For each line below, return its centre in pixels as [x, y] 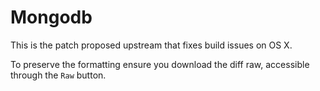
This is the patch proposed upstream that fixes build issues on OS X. [151, 45]
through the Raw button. [58, 75]
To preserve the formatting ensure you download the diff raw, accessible [160, 64]
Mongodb [51, 17]
